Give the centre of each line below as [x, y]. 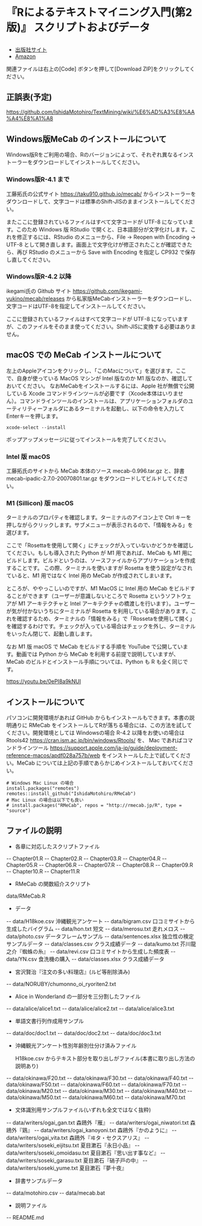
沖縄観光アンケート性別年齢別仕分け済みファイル [76, 1045]
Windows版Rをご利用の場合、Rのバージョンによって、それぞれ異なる [92, 155]
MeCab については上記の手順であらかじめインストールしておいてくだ [103, 763]
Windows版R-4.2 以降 [39, 277]
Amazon [25, 56]
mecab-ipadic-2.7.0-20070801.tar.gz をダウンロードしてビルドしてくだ [94, 478]
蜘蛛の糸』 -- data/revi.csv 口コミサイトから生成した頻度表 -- [99, 951]
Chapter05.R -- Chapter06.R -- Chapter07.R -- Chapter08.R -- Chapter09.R [100, 864]
